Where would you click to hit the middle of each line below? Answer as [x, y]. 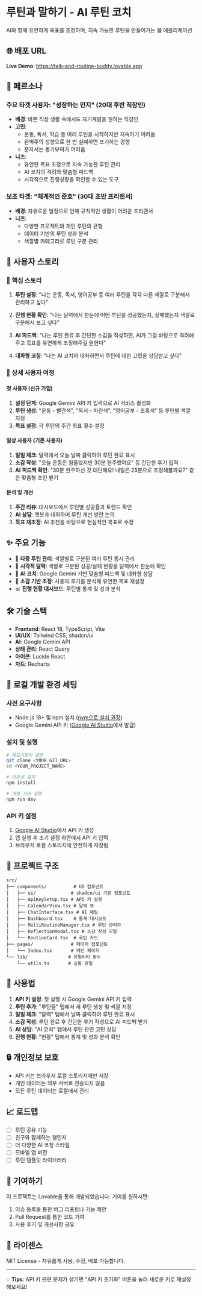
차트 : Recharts [32, 664]
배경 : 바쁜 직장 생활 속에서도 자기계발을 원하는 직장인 [77, 119]
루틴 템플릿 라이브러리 [41, 1160]
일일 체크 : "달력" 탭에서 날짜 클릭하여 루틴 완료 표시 [75, 1014]
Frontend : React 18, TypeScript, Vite [60, 629]
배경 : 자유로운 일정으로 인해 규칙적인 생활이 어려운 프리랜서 [84, 211]
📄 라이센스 [25, 1245]
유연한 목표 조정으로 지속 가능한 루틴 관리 [72, 164]
